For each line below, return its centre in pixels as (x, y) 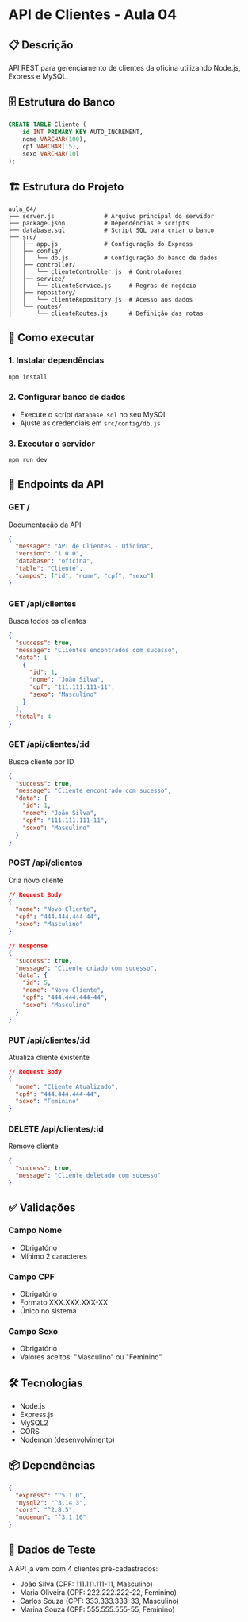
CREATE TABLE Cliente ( (48, 125)
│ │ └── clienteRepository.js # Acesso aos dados (101, 299)
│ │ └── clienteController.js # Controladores (95, 271)
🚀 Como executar (52, 338)
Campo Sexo (33, 1331)
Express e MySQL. (38, 76)
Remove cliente (33, 1146)
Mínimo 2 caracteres (53, 1256)
